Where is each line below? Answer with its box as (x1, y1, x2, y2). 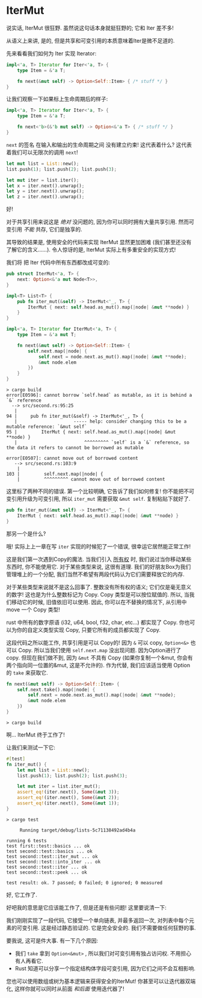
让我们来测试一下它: (6, 744, 56, 751)
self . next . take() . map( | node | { (17, 687, 96, 693)
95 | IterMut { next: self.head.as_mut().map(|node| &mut (6, 429, 176, 435)
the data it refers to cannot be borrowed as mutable (6, 445, 144, 451)
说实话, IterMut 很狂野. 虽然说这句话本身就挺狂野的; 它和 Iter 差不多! (6, 24, 174, 31)
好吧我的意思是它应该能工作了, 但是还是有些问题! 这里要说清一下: (6, 904, 167, 911)
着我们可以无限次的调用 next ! (6, 148, 78, 156)
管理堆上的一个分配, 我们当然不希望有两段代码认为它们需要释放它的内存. (6, 571, 185, 578)
